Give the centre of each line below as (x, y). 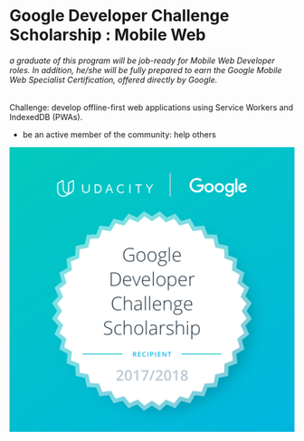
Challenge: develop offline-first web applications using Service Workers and (152, 108)
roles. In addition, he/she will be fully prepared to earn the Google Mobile (146, 70)
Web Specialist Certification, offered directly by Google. (114, 80)
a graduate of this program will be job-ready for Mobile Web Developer (142, 61)
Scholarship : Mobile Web (108, 35)
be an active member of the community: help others (119, 135)
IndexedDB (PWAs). (46, 117)
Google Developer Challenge (119, 16)
